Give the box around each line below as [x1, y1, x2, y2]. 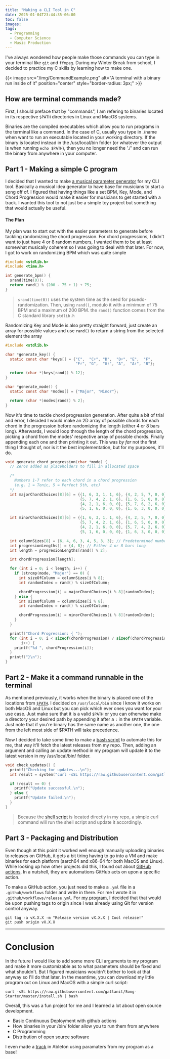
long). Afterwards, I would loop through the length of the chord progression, [5, 428, 163, 434]
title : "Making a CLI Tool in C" [5, 7, 76, 13]
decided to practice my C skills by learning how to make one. [5, 65, 133, 71]
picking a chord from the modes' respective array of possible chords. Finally [5, 433, 164, 439]
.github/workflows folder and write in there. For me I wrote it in [5, 889, 137, 895]
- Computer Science [10, 36, 51, 41]
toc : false [5, 17, 28, 22]
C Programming [12, 1028, 46, 1034]
